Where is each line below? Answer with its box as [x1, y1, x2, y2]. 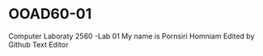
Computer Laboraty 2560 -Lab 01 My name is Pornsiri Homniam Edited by [8, 31, 255, 41]
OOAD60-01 [8, 5, 92, 23]
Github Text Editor [8, 39, 69, 49]
